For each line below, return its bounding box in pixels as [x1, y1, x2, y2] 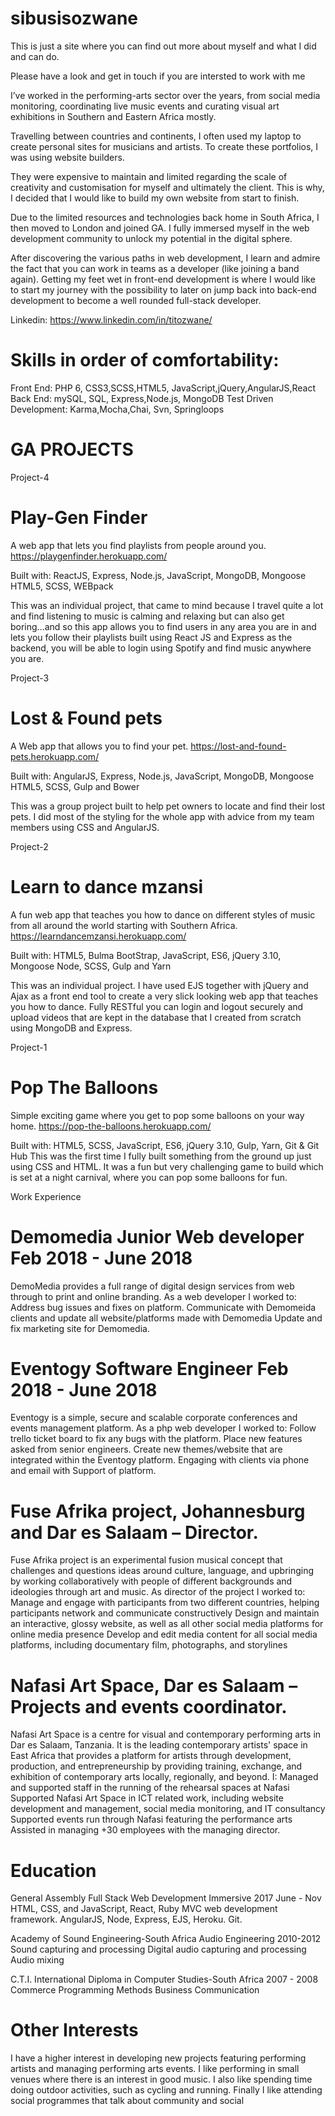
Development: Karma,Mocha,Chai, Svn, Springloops [10, 403, 225, 415]
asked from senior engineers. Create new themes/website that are [10, 1443, 283, 1456]
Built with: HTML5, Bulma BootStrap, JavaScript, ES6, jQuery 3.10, [10, 949, 282, 961]
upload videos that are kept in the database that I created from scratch [10, 1011, 302, 1023]
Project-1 [10, 1041, 48, 1053]
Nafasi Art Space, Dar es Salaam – [10, 1674, 298, 1697]
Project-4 [10, 471, 50, 483]
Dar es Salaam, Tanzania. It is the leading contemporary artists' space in [10, 1739, 308, 1751]
